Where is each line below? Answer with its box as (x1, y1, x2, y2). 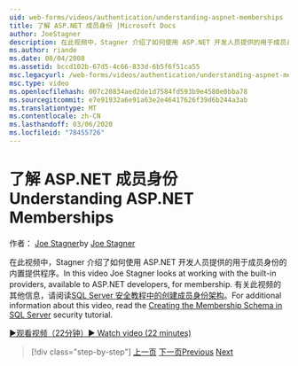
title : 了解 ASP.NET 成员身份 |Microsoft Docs (9, 21, 176, 30)
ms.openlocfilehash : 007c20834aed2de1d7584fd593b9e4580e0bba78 (9, 87, 248, 96)
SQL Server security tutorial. (9, 309, 114, 320)
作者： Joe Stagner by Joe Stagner (9, 238, 136, 248)
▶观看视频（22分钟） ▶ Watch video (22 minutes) (9, 327, 192, 338)
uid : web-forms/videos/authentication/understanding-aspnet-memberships (9, 12, 284, 22)
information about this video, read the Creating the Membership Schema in (9, 300, 283, 310)
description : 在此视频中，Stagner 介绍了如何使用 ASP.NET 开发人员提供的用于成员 (9, 37, 287, 47)
